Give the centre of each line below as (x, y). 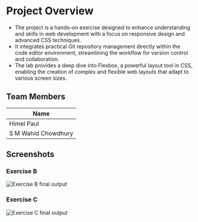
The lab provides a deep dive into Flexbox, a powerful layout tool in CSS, (104, 65)
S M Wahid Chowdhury (41, 133)
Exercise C (22, 199)
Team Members (36, 97)
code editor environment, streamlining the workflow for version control (101, 52)
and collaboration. (37, 59)
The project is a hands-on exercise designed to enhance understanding (102, 27)
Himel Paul (24, 123)
